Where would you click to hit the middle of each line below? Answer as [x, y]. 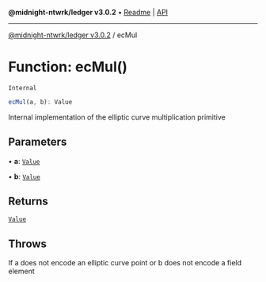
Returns [28, 202]
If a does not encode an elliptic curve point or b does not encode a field [125, 263]
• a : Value [24, 161]
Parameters [38, 142]
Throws [28, 244]
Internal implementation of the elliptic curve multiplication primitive [117, 117]
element [21, 271]
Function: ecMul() [68, 67]
